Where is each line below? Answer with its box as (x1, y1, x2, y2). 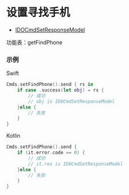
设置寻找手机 (6, 5, 71, 19)
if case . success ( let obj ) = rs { (17, 87, 104, 93)
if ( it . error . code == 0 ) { (17, 150, 85, 156)
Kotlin (6, 132, 21, 140)
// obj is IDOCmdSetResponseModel (28, 98, 115, 104)
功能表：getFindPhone (6, 38, 62, 46)
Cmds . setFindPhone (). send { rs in (6, 82, 94, 88)
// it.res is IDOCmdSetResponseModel (28, 161, 123, 167)
